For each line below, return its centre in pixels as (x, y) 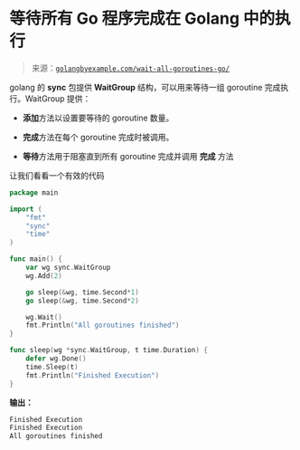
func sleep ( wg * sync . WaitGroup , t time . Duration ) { (108, 350)
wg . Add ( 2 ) (44, 276)
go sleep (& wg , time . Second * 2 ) (83, 301)
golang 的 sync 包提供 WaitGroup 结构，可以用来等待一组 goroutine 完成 (145, 87)
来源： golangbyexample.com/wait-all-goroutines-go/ (131, 68)
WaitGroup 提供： (58, 98)
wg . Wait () (44, 317)
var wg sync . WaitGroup (68, 268)
